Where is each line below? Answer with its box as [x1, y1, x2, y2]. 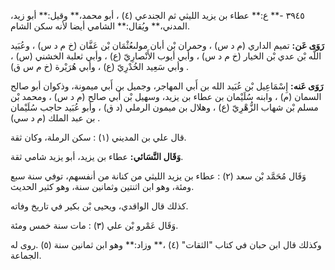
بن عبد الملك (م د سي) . [10, 112, 101, 124]
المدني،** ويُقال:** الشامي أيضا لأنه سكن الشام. [10, 20, 190, 32]
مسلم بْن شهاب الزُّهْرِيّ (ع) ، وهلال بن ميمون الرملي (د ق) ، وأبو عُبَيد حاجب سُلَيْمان [10, 101, 319, 113]
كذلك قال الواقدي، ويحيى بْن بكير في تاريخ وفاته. [10, 200, 189, 212]
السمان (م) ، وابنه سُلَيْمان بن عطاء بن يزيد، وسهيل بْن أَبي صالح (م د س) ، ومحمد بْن [10, 91, 322, 102]
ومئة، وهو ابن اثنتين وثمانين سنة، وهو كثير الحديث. [10, 181, 195, 192]
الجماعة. [10, 250, 42, 261]
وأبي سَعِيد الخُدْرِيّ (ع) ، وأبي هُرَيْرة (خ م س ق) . [10, 61, 190, 72]
